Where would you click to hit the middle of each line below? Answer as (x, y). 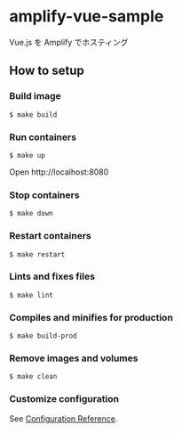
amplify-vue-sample (87, 16)
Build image (36, 96)
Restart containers (50, 236)
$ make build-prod (43, 336)
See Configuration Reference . (63, 418)
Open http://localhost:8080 (59, 172)
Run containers (43, 137)
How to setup (47, 71)
